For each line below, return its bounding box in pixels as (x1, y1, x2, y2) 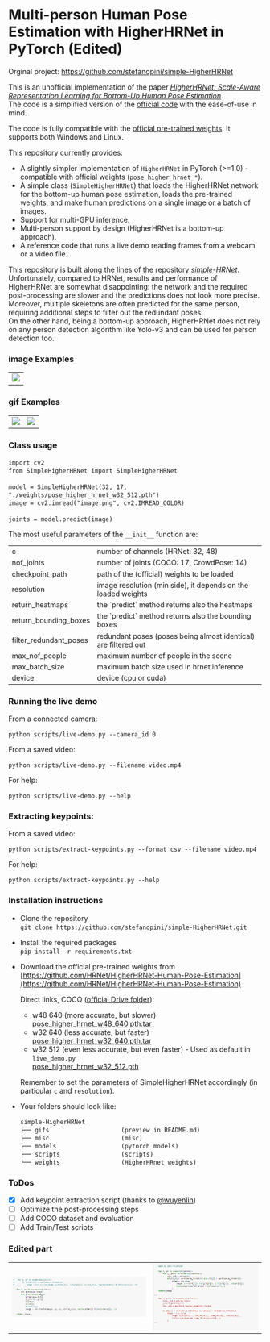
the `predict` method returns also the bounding (96, 611, 252, 621)
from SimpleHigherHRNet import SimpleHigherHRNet (8, 467, 178, 475)
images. (19, 206, 47, 215)
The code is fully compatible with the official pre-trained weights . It (8, 123, 231, 133)
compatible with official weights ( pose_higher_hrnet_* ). (19, 172, 203, 181)
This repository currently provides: (8, 148, 123, 157)
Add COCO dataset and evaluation (19, 1214, 134, 1223)
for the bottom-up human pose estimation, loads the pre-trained (19, 189, 233, 198)
